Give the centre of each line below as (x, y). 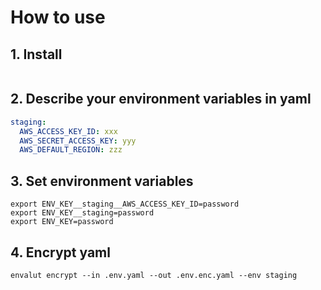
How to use (58, 17)
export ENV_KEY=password (62, 222)
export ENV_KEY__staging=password (82, 213)
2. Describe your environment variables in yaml (161, 99)
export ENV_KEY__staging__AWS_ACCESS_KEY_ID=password (125, 204)
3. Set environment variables (102, 181)
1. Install (36, 54)
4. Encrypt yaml (60, 252)
